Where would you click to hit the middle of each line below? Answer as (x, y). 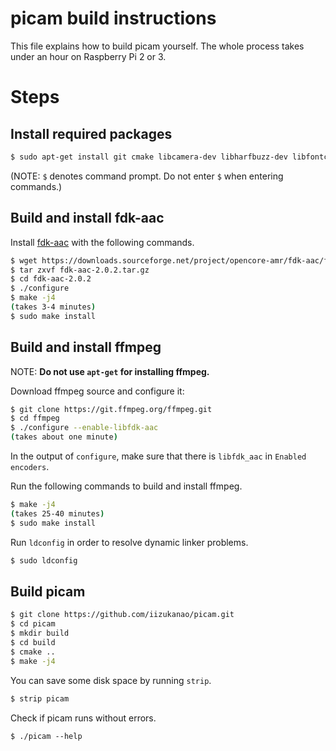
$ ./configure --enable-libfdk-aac (84, 428)
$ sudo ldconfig (44, 560)
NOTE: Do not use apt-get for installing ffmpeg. (110, 371)
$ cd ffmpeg (35, 418)
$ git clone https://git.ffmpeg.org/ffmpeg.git (111, 409)
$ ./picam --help (46, 736)
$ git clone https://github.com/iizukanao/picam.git (122, 615)
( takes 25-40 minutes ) (57, 513)
